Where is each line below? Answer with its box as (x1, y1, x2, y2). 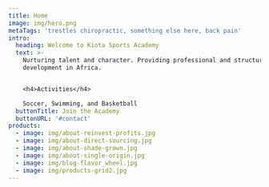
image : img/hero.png (8, 19, 78, 27)
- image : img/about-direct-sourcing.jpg (15, 137, 152, 145)
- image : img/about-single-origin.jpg (15, 151, 146, 160)
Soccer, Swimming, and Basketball (22, 99, 138, 108)
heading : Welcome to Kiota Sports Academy (15, 42, 159, 50)
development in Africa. (22, 64, 102, 72)
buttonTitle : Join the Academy (15, 107, 120, 115)
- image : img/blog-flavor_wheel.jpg (15, 159, 138, 167)
